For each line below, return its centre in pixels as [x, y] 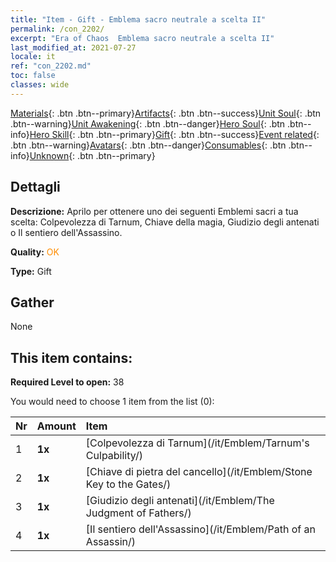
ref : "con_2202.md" [51, 66]
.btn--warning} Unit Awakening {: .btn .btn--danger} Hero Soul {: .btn [148, 123]
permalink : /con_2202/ [57, 29]
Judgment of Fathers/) [138, 513]
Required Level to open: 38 [67, 382]
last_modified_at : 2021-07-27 [73, 47]
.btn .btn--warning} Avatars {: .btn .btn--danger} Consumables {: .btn [148, 145]
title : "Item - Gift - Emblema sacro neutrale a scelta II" [138, 19]
